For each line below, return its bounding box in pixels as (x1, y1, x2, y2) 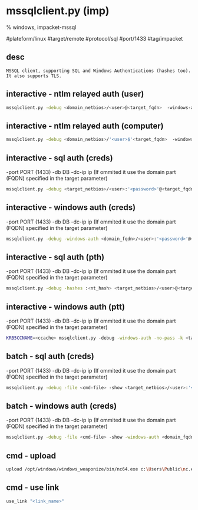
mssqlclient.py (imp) (6, 4, 110, 18)
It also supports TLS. (6, 73, 62, 79)
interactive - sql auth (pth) (6, 252, 105, 262)
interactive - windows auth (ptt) (6, 302, 126, 312)
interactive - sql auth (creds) (6, 153, 113, 163)
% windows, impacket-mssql (6, 24, 77, 31)
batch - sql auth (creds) (6, 351, 94, 361)
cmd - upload (6, 450, 57, 460)
